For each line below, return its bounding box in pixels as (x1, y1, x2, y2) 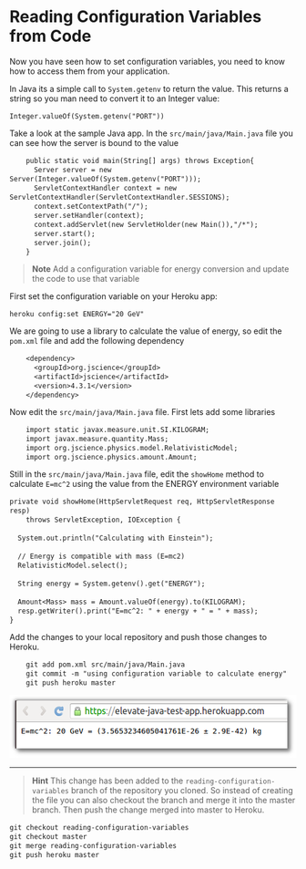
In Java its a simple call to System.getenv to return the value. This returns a (9, 83, 289, 94)
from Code (9, 26, 92, 47)
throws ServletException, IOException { (25, 515, 181, 524)
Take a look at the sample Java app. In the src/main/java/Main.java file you (9, 128, 293, 139)
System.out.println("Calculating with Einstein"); (17, 533, 214, 543)
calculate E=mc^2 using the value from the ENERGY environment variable (9, 478, 280, 489)
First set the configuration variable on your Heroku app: (9, 290, 219, 302)
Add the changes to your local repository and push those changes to (9, 631, 267, 642)
